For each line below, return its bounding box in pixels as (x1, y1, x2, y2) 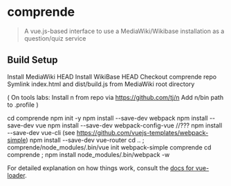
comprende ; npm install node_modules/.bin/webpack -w (7, 150, 170, 158)
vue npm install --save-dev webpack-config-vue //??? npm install (35, 121, 223, 130)
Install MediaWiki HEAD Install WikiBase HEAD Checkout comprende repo (7, 72, 216, 81)
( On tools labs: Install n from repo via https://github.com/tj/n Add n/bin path (7, 93, 223, 101)
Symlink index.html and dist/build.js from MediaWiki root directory (7, 80, 195, 88)
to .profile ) (7, 101, 39, 109)
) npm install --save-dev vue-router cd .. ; (26, 136, 145, 144)
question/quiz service (24, 34, 86, 42)
